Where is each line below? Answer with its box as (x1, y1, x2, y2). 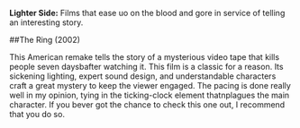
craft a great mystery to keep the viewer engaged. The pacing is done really (9, 81, 291, 90)
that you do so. (9, 109, 66, 119)
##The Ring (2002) (9, 35, 81, 45)
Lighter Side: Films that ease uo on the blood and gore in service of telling (9, 8, 286, 18)
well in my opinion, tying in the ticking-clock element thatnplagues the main (9, 90, 290, 100)
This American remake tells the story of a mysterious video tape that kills (9, 52, 280, 62)
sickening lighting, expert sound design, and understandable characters (9, 71, 277, 81)
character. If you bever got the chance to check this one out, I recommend (9, 99, 286, 110)
